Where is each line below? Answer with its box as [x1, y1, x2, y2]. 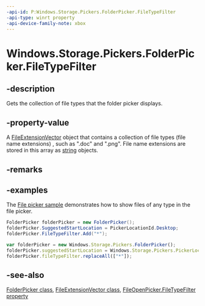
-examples [6, 185, 48, 195]
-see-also [6, 270, 45, 280]
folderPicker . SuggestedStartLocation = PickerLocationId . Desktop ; [6, 225, 179, 232]
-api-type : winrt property [6, 15, 75, 21]
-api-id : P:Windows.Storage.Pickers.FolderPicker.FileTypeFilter [6, 9, 176, 15]
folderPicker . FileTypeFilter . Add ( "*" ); [6, 231, 108, 237]
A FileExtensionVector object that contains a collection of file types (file [6, 133, 186, 141]
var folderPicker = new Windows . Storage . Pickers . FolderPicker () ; [6, 242, 176, 248]
